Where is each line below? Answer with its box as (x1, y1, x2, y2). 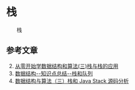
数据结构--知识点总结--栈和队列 (14, 70, 93, 77)
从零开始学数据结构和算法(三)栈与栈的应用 (14, 62, 119, 69)
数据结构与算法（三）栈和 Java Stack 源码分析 (14, 77, 130, 84)
